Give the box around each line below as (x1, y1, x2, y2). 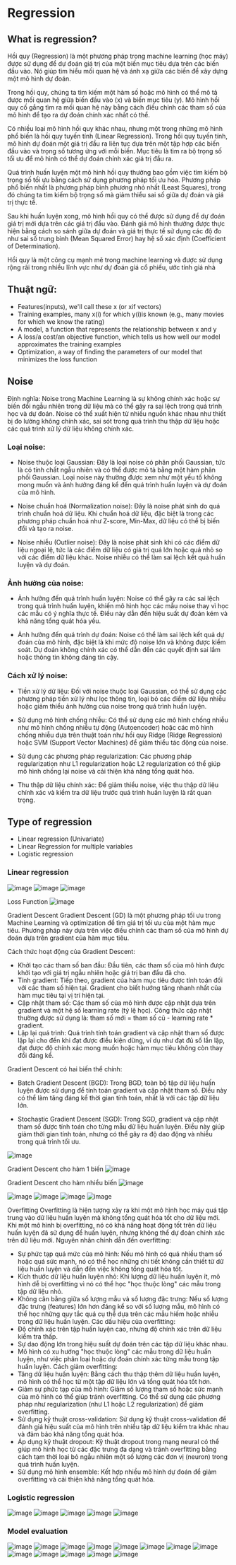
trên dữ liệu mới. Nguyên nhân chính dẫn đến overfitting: (7, 1235, 171, 1244)
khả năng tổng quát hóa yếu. (17, 617, 101, 625)
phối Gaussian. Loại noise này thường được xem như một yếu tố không (17, 472, 223, 482)
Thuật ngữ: (7, 284, 58, 296)
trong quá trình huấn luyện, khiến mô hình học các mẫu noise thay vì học (17, 602, 229, 610)
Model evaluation (7, 1526, 68, 1536)
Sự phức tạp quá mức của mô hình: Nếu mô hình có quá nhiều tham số (17, 1250, 223, 1258)
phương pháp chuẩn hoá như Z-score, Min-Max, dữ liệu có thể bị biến (17, 516, 221, 525)
